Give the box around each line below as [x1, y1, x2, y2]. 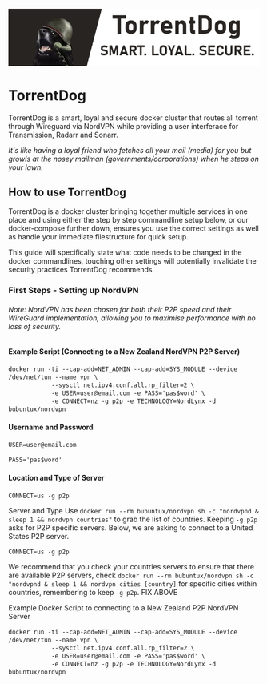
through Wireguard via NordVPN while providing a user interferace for [8, 121, 239, 131]
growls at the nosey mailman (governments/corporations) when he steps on [8, 154, 260, 163]
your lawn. [8, 162, 44, 172]
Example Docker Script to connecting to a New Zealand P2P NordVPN [8, 602, 239, 613]
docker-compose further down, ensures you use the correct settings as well [8, 223, 260, 233]
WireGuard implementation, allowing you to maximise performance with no [8, 313, 256, 323]
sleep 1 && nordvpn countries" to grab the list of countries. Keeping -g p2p [8, 514, 258, 524]
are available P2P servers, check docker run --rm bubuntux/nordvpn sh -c [8, 570, 254, 580]
